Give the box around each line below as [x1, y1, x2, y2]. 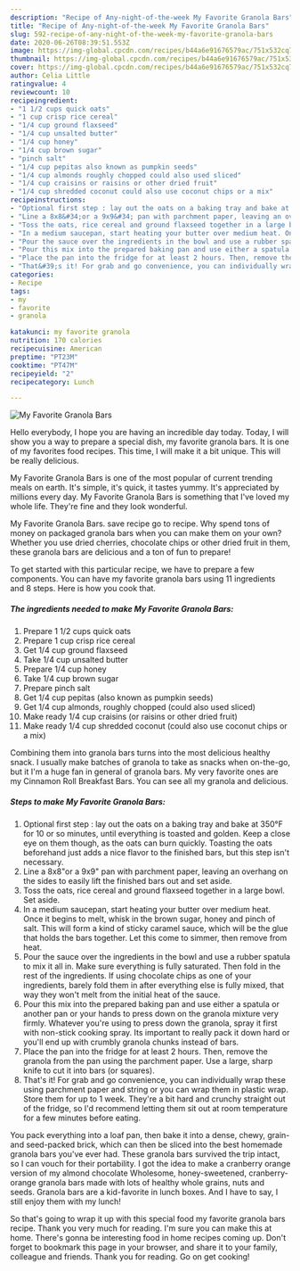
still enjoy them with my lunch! [10, 1196, 121, 1207]
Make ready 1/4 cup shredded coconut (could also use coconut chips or [22, 721, 288, 731]
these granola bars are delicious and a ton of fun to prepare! [10, 547, 231, 557]
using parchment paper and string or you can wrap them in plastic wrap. [22, 1085, 288, 1095]
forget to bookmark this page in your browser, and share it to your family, [10, 1242, 279, 1253]
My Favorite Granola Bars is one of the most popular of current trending [10, 473, 273, 483]
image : [10, 46, 35, 55]
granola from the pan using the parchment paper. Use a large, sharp [22, 1056, 273, 1067]
